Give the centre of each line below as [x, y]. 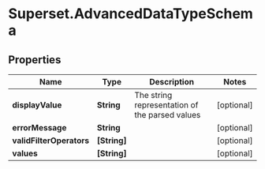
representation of [166, 105]
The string [153, 95]
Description [172, 82]
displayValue [37, 105]
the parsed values [167, 115]
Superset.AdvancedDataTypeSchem [131, 14]
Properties [35, 60]
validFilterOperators [51, 141]
